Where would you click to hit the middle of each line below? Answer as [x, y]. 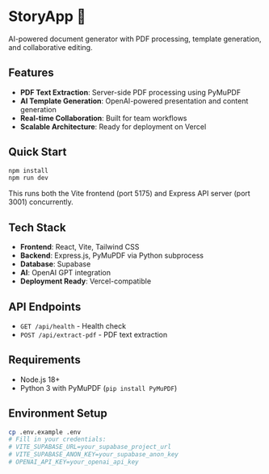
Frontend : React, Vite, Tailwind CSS [80, 247]
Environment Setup [58, 414]
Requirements [44, 360]
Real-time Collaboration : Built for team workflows [103, 118]
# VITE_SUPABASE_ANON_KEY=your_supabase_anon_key [94, 455]
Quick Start [38, 152]
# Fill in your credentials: [57, 439]
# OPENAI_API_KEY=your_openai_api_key [74, 462]
